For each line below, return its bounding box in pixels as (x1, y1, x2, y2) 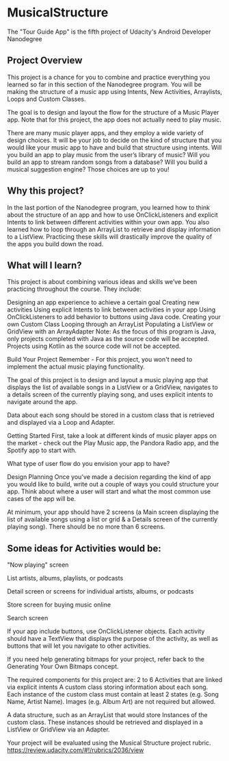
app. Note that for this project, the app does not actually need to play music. (7, 115, 222, 124)
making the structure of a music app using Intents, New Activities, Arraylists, (7, 87, 222, 95)
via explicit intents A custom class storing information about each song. (7, 683, 208, 691)
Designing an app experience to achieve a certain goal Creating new (7, 298, 200, 307)
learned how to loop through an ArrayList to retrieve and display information (7, 225, 221, 233)
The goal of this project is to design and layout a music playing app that (7, 376, 208, 384)
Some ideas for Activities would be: (7, 542, 162, 554)
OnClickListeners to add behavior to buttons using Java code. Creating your (7, 313, 221, 321)
